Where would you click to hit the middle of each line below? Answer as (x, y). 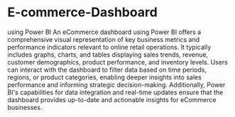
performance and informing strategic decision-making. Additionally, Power (116, 84)
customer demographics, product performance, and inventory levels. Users (118, 62)
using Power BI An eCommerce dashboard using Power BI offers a (104, 32)
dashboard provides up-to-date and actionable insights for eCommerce (112, 99)
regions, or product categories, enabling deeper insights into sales (105, 77)
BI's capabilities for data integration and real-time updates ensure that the (115, 92)
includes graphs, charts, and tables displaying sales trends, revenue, (108, 55)
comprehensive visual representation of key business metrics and (104, 39)
